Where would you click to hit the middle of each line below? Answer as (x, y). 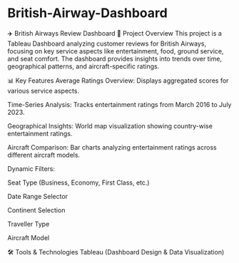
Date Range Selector (38, 196)
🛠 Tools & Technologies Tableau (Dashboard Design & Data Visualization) (116, 252)
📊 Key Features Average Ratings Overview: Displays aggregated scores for (118, 81)
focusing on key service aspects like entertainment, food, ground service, (116, 51)
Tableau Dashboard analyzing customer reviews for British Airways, (107, 43)
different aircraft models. (44, 155)
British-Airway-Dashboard (87, 13)
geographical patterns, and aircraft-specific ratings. (83, 66)
